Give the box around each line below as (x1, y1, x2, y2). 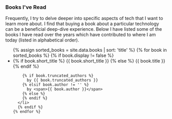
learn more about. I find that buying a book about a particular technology (5, 21, 159, 27)
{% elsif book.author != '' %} (22, 82, 89, 88)
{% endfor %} (12, 109, 41, 114)
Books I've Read (5, 4, 46, 11)
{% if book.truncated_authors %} (22, 73, 94, 78)
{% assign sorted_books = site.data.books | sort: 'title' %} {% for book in (12, 47, 167, 53)
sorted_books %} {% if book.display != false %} (12, 52, 114, 58)
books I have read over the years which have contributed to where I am (5, 32, 156, 38)
